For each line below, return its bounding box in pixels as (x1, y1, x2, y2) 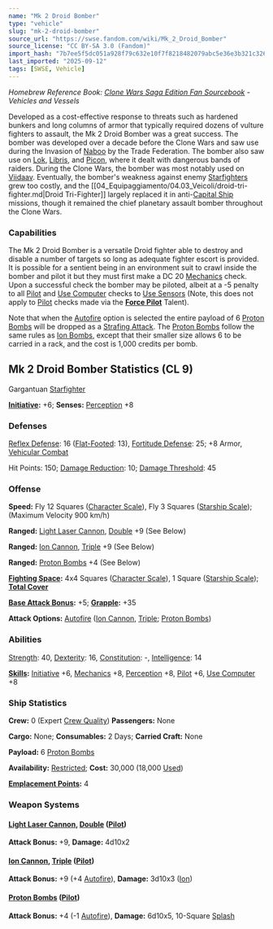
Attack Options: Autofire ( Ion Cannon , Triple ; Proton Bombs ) (8, 613, 212, 623)
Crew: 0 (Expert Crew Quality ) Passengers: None (8, 716, 175, 726)
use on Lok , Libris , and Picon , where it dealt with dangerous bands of (8, 155, 241, 164)
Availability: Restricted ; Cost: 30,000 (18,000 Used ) (8, 763, 184, 773)
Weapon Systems (8, 799, 80, 810)
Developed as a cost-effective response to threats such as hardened (8, 111, 238, 121)
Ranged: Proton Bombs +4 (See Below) (8, 558, 141, 568)
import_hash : (8, 50, 53, 58)
